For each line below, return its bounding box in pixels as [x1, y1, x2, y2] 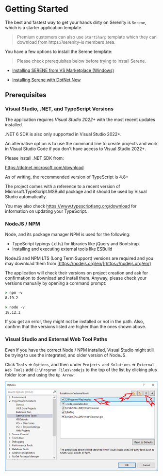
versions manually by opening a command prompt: [5, 280, 107, 286]
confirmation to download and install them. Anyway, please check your [5, 275, 147, 281]
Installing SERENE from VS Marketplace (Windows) [12, 67, 114, 73]
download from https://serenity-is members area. [16, 39, 115, 45]
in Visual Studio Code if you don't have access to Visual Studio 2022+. [5, 146, 147, 152]
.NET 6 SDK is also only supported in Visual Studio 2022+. [5, 131, 122, 137]
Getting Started [5, 3, 69, 15]
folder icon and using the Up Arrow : [5, 372, 75, 377]
